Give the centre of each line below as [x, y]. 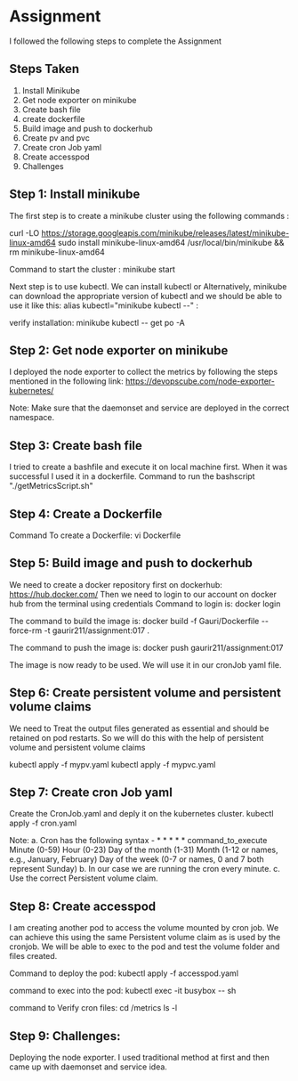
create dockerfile [53, 118]
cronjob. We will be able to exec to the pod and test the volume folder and [145, 947]
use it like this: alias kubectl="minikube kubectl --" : [104, 305]
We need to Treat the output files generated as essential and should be [139, 728]
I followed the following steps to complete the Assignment [116, 41]
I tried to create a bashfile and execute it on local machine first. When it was [148, 467]
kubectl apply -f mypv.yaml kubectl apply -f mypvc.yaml [113, 764]
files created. [33, 956]
